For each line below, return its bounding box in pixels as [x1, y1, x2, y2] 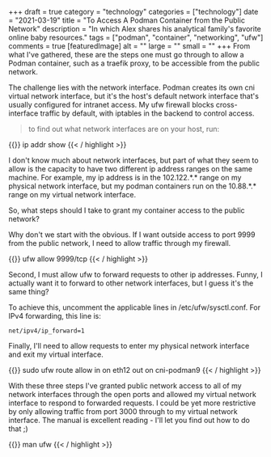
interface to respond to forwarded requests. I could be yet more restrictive [8, 398, 256, 408]
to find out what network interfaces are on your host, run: [28, 125, 220, 133]
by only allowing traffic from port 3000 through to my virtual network [8, 407, 238, 416]
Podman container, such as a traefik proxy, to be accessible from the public [8, 58, 260, 68]
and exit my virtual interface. [8, 349, 104, 359]
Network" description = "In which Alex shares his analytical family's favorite [8, 24, 261, 33]
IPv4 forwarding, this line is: [8, 311, 101, 320]
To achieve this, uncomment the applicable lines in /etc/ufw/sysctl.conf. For [8, 303, 261, 312]
